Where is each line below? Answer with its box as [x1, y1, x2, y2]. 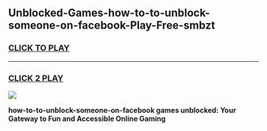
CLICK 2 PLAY [8, 72, 64, 83]
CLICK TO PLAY [8, 43, 70, 54]
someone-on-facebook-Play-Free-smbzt [8, 19, 216, 33]
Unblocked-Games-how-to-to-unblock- [8, 6, 211, 20]
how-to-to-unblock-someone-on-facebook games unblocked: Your [8, 105, 237, 114]
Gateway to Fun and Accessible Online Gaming [8, 114, 166, 123]
